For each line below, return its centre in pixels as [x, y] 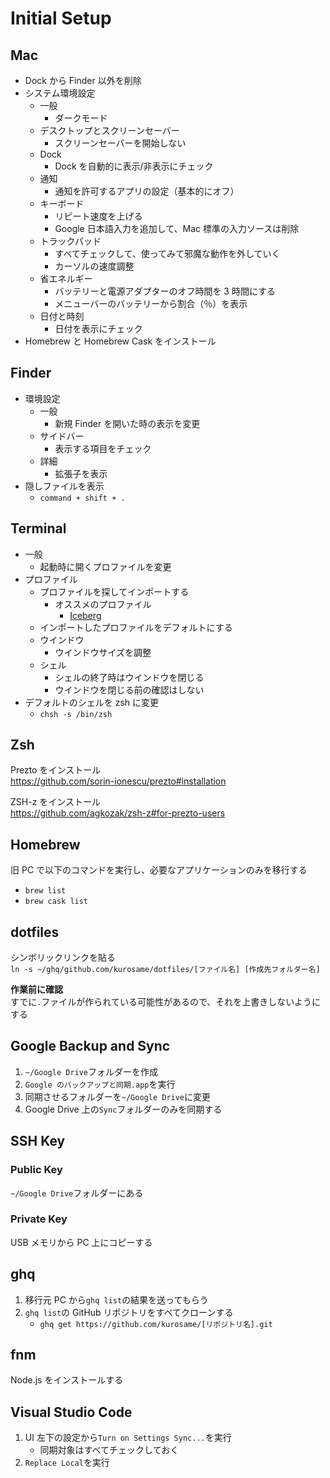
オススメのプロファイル [103, 604]
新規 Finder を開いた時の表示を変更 [127, 423]
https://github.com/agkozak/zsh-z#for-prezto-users [118, 813]
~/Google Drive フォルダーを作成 [91, 1071]
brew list [45, 891]
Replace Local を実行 [67, 1463]
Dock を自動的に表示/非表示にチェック [134, 166]
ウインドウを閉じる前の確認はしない [129, 689]
